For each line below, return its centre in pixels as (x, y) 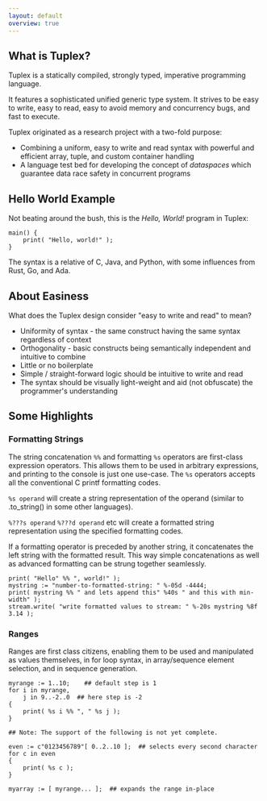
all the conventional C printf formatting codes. (85, 482)
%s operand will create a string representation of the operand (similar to (126, 498)
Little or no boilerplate (56, 365)
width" (19, 600)
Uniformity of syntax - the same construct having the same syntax (130, 330)
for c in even (32, 753)
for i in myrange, (39, 690)
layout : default (35, 16)
